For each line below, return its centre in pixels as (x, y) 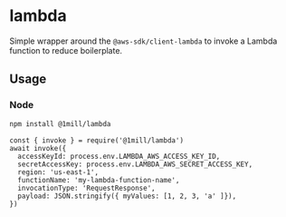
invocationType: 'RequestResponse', (86, 188)
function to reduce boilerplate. (66, 50)
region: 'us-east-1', (58, 172)
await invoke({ (38, 148)
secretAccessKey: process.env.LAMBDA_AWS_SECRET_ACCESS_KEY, (135, 164)
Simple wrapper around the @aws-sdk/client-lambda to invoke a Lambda (143, 41)
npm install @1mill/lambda (60, 123)
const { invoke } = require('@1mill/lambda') (96, 140)
